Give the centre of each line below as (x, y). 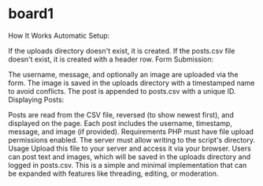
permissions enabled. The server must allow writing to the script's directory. (132, 139)
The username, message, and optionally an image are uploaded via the (123, 74)
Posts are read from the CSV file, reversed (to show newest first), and (121, 114)
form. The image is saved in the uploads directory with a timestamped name (131, 83)
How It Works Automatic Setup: (59, 35)
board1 (31, 14)
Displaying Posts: (36, 99)
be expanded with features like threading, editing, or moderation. (113, 173)
